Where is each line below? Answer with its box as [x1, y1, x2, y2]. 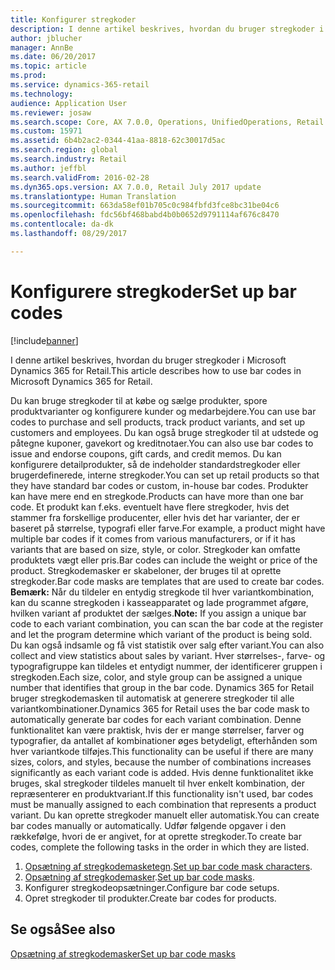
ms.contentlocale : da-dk [10, 219, 114, 230]
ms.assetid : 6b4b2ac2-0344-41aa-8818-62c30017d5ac [10, 136, 226, 146]
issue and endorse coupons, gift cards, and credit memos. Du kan [10, 447, 282, 460]
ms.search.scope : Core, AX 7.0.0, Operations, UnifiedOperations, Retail [10, 117, 325, 127]
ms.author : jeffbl [10, 163, 87, 173]
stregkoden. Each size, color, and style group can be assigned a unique [10, 671, 303, 683]
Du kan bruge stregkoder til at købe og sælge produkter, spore [10, 394, 268, 406]
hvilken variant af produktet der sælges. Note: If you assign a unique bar [10, 607, 307, 619]
